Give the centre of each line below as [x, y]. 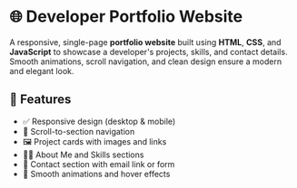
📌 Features [40, 100]
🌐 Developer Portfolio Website [126, 17]
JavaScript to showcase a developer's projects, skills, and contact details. [148, 52]
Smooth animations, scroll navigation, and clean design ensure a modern [146, 61]
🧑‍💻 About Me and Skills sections [83, 155]
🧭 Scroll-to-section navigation [79, 131]
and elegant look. [42, 70]
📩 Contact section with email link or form [99, 164]
